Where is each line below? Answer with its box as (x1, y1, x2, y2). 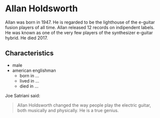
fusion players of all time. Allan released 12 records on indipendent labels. (5, 24, 155, 30)
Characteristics (5, 49, 54, 58)
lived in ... (19, 78, 39, 84)
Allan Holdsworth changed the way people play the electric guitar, (17, 102, 151, 108)
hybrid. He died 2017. (5, 35, 48, 41)
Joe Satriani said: (5, 92, 40, 98)
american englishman (12, 67, 56, 73)
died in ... (19, 83, 38, 89)
